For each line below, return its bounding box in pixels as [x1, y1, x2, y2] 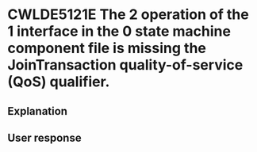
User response [7, 131, 82, 144]
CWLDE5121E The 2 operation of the [7, 6, 249, 24]
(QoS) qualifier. [7, 73, 110, 91]
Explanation [7, 104, 68, 118]
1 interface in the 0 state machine [7, 22, 232, 40]
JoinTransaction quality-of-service [7, 56, 244, 74]
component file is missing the [7, 40, 207, 57]
